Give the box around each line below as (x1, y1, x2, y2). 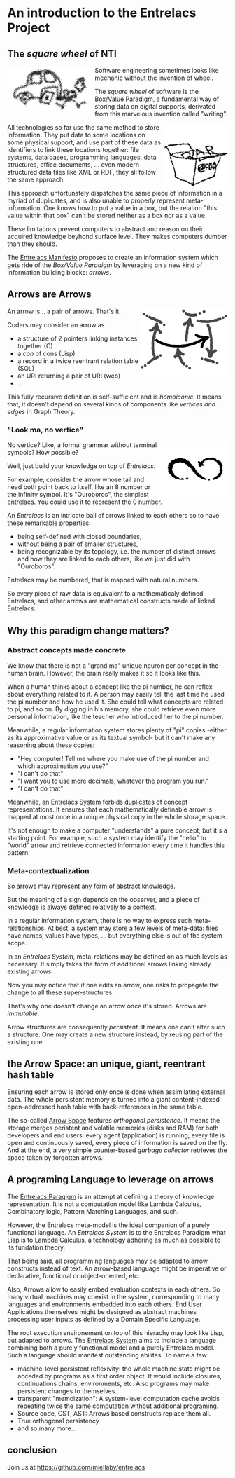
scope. (7, 939, 27, 947)
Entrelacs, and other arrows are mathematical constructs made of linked (7, 597, 215, 605)
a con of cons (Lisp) (17, 349, 76, 357)
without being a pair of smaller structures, (17, 540, 138, 548)
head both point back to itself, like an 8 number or (7, 483, 151, 491)
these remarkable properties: (7, 519, 91, 527)
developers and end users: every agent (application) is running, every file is (7, 1130, 225, 1140)
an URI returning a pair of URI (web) (17, 371, 121, 380)
